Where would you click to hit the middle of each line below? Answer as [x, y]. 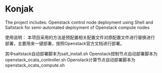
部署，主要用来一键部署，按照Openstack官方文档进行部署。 [65, 43]
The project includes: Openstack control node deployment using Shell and [79, 22]
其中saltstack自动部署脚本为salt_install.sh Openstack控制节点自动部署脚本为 [81, 54]
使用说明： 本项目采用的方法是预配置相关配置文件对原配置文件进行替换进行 [80, 37]
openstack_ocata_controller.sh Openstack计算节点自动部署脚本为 [70, 59]
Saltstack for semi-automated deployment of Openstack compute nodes [77, 27]
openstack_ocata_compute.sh [35, 65]
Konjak [19, 9]
